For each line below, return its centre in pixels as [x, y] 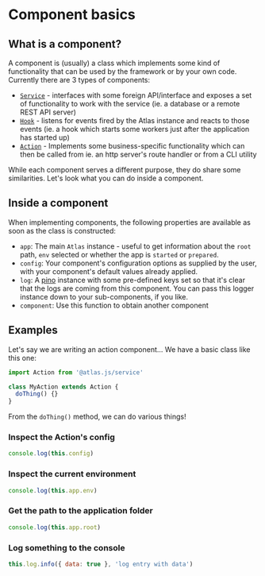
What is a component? [65, 44]
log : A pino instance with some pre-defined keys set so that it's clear [132, 280]
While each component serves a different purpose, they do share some [125, 170]
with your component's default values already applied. [109, 271]
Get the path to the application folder [81, 511]
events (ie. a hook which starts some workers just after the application [134, 129]
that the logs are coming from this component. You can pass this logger [137, 288]
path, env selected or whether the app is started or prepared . [119, 254]
